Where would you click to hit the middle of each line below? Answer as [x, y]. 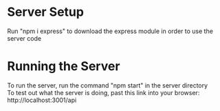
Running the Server [64, 67]
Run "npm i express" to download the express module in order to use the [110, 31]
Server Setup [46, 12]
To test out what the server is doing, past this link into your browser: [103, 92]
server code [24, 38]
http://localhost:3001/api [42, 100]
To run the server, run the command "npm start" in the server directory [108, 85]
